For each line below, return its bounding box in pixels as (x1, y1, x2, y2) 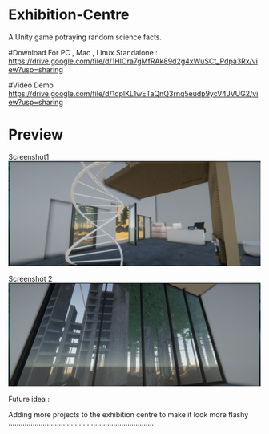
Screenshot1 (8, 152, 50, 161)
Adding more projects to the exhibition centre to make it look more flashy (8, 410, 249, 420)
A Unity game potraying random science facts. (8, 32, 163, 42)
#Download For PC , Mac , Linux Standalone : (8, 47, 158, 57)
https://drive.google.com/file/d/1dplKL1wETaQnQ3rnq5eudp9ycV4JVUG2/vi (8, 88, 259, 98)
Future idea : (8, 395, 50, 404)
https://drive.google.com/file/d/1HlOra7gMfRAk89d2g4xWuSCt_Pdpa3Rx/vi (8, 56, 259, 66)
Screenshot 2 (8, 274, 53, 284)
